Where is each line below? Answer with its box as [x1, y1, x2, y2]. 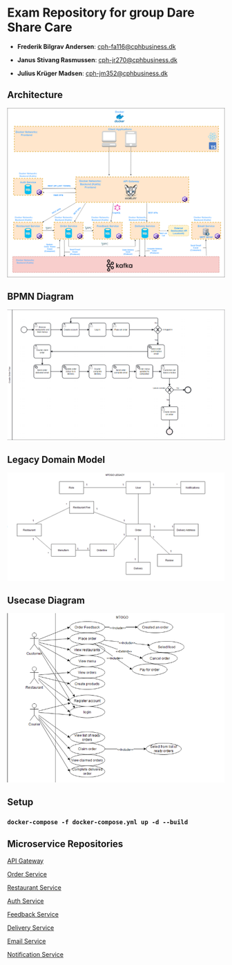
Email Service [7, 937, 46, 945]
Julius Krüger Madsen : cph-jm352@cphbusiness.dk [17, 69, 168, 77]
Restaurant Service [7, 883, 62, 892]
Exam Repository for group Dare [7, 5, 195, 21]
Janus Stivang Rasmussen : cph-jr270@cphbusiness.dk [17, 55, 177, 64]
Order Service [7, 870, 47, 878]
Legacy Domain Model [7, 454, 106, 466]
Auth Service [7, 897, 44, 905]
